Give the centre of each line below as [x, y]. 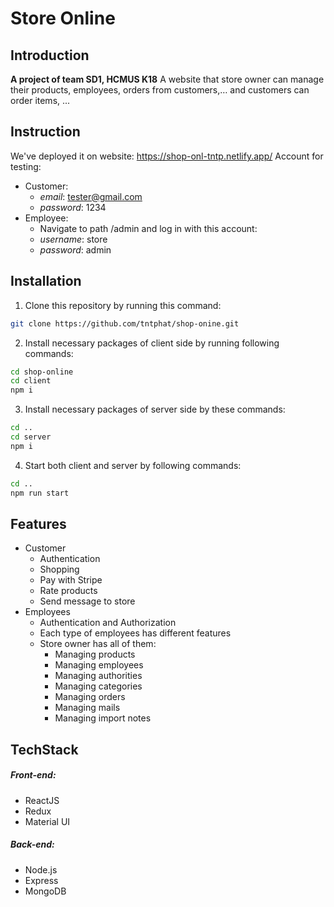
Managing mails [87, 708]
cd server [31, 437]
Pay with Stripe [71, 580]
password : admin [75, 249]
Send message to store [87, 601]
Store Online [63, 18]
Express [41, 880]
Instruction [45, 132]
